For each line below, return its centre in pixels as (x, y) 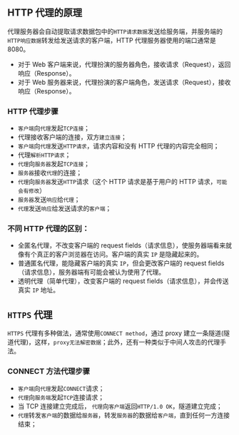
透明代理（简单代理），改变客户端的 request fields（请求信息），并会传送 (123, 281)
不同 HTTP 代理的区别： (49, 229)
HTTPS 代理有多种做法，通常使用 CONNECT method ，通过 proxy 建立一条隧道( (116, 333)
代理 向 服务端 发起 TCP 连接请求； (61, 397)
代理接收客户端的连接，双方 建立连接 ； (72, 137)
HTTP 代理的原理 (45, 13)
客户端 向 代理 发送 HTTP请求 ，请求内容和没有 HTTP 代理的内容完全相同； (118, 146)
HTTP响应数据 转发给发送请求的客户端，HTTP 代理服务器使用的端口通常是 (112, 40)
